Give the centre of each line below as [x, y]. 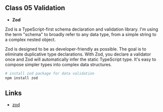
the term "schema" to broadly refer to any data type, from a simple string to [81, 34]
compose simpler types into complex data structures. [58, 64]
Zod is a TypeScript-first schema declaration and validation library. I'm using [81, 29]
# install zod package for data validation [50, 73]
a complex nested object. [30, 39]
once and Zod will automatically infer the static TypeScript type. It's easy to [81, 59]
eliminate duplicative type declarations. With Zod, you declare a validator [78, 54]
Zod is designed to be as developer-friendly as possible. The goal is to [76, 49]
